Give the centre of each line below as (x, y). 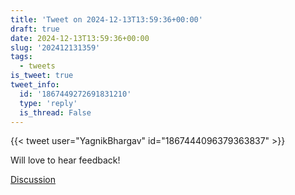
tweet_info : (35, 85)
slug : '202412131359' (55, 47)
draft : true (35, 29)
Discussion (33, 180)
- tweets (37, 66)
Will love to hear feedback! (65, 160)
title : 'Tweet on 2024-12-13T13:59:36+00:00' (106, 19)
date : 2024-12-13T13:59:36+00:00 (80, 38)
